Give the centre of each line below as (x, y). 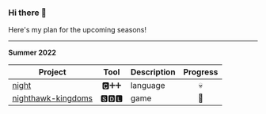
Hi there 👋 (28, 13)
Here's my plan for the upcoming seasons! (78, 30)
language (148, 85)
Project (52, 72)
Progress (201, 72)
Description (153, 72)
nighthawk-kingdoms (53, 98)
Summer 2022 (32, 53)
